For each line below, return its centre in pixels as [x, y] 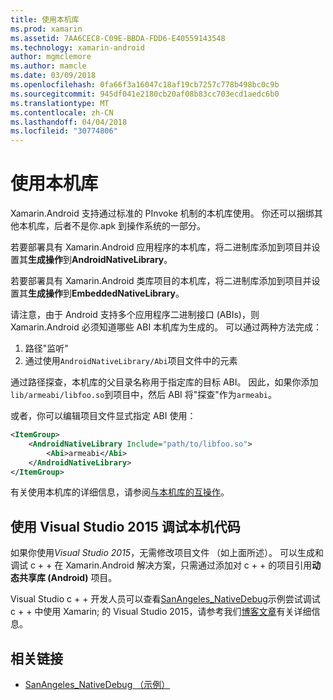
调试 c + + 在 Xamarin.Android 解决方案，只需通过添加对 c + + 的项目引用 [161, 565]
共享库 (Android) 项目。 [68, 578]
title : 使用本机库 [45, 19]
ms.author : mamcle [48, 66]
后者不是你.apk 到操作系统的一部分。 [130, 226]
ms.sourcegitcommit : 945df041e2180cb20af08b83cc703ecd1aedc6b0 [145, 94]
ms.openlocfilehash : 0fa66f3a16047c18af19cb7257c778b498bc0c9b [145, 85]
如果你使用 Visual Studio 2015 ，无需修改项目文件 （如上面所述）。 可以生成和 [167, 553]
